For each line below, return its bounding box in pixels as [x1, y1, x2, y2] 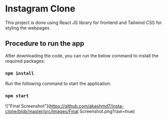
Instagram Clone [5, 3, 76, 14]
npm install [5, 70, 34, 76]
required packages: [5, 58, 45, 64]
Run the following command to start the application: [5, 80, 111, 86]
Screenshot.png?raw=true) [79, 108, 135, 114]
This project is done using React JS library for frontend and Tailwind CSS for [5, 19, 162, 25]
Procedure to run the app [5, 39, 85, 48]
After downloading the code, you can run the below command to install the [5, 52, 159, 58]
